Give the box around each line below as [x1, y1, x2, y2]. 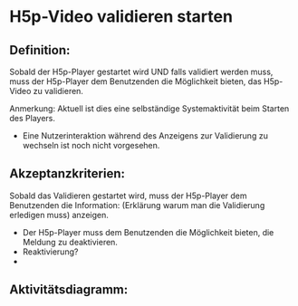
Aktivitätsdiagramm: [9, 282, 129, 298]
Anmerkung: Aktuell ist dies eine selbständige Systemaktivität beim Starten [9, 103, 290, 114]
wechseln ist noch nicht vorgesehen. [22, 140, 160, 150]
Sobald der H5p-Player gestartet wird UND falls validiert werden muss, [9, 66, 274, 77]
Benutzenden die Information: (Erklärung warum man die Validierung [9, 199, 265, 210]
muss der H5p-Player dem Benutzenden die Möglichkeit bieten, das [9, 76, 263, 87]
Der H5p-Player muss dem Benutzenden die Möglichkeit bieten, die [22, 226, 274, 237]
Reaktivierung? [22, 246, 79, 257]
